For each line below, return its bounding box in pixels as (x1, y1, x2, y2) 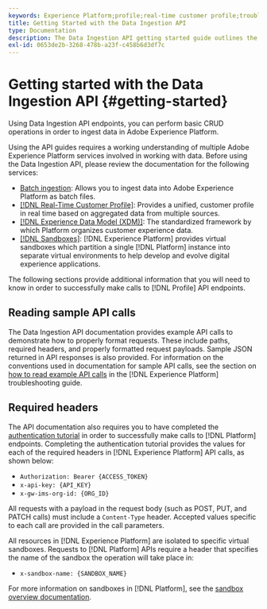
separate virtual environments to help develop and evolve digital (19, 251, 230, 261)
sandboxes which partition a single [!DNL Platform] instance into (19, 242, 230, 252)
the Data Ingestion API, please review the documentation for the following (8, 160, 250, 169)
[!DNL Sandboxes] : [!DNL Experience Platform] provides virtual (19, 234, 226, 243)
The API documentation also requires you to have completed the (8, 422, 219, 432)
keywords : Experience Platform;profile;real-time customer (8, 11, 208, 20)
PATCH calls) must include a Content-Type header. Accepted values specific (8, 512, 257, 522)
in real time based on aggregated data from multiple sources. (19, 208, 220, 219)
